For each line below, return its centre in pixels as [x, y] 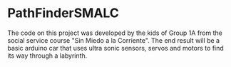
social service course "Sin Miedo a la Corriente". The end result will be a [113, 40]
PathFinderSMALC [63, 13]
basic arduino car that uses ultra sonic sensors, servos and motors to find [116, 48]
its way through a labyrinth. [47, 56]
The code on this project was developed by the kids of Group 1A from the [115, 33]
